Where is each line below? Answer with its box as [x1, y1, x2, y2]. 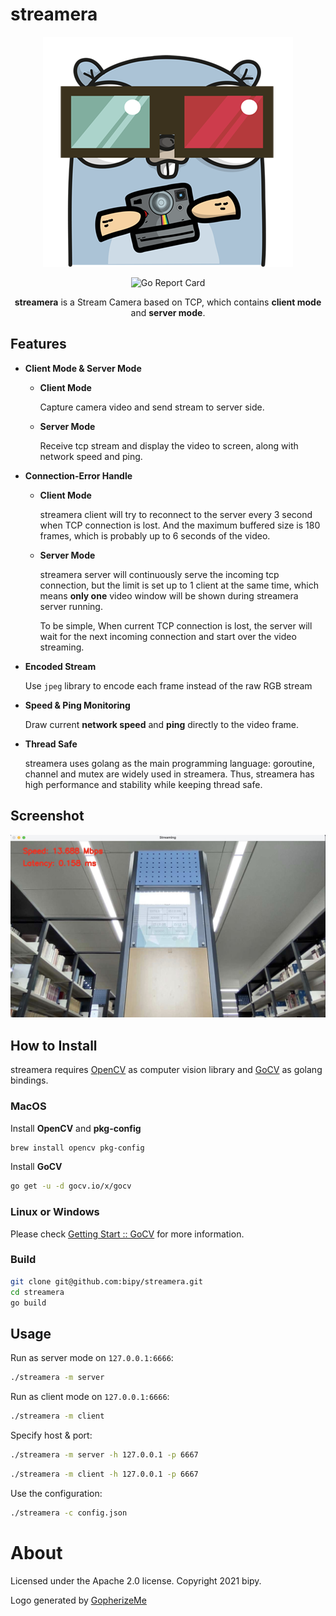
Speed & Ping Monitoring [24, 699, 131, 711]
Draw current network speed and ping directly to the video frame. [24, 718, 300, 730]
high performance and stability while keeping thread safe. [24, 778, 263, 790]
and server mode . [130, 306, 206, 318]
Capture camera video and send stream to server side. [39, 401, 265, 413]
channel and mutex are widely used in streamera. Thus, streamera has [24, 768, 315, 780]
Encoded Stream [24, 660, 97, 672]
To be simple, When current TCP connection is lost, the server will [39, 619, 313, 632]
